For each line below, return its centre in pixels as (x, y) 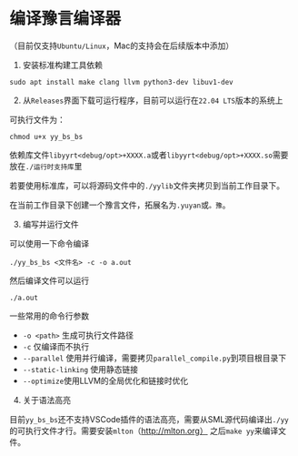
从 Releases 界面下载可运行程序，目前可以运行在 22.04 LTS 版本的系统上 (153, 100)
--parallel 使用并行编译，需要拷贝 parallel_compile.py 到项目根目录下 (154, 358)
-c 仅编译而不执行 (56, 346)
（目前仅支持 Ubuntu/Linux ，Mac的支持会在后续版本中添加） (122, 46)
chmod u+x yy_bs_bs (46, 137)
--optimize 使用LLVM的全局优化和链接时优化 (105, 380)
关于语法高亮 (46, 400)
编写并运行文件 (50, 224)
